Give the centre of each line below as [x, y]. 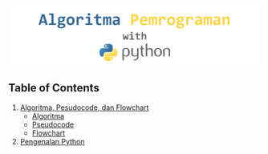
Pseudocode [53, 124]
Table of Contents [54, 88]
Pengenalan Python [52, 141]
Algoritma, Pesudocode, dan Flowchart [84, 107]
